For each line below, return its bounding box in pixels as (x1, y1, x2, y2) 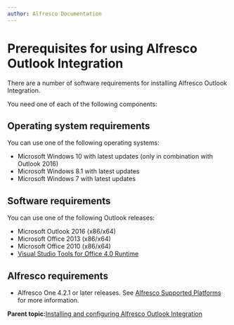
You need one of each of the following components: (7, 100, 158, 108)
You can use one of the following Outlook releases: (7, 213, 155, 222)
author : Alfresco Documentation (7, 10, 102, 18)
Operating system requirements (7, 120, 150, 132)
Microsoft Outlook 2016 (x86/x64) (17, 227, 116, 236)
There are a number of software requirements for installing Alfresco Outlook (7, 79, 228, 87)
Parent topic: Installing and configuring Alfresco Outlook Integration (7, 310, 202, 318)
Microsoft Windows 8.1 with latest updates (17, 167, 140, 175)
